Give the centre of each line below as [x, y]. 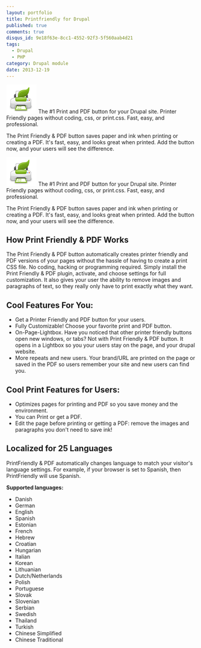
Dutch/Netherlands [39, 576]
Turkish [24, 627]
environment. [31, 410]
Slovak [23, 595]
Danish [24, 499]
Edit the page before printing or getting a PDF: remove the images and [102, 423]
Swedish [26, 614]
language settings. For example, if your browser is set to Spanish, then [94, 469]
